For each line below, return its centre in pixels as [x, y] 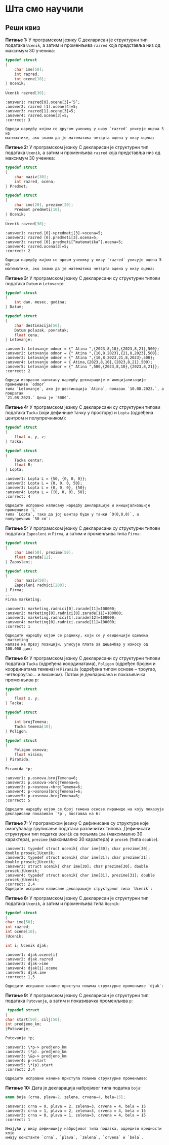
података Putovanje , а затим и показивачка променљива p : [69, 1001]
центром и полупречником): [36, 418]
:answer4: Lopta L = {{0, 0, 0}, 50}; [46, 492]
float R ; [24, 465]
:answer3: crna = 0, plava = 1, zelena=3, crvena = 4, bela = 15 [75, 1115]
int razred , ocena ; [35, 182]
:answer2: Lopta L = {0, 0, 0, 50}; [44, 484]
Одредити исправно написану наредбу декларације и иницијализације [78, 506]
